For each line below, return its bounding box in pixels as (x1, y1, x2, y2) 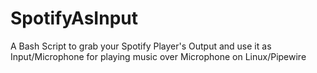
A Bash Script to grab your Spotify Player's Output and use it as (10, 40, 272, 52)
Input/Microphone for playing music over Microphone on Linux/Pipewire (10, 50, 307, 62)
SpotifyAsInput (10, 7, 138, 30)
